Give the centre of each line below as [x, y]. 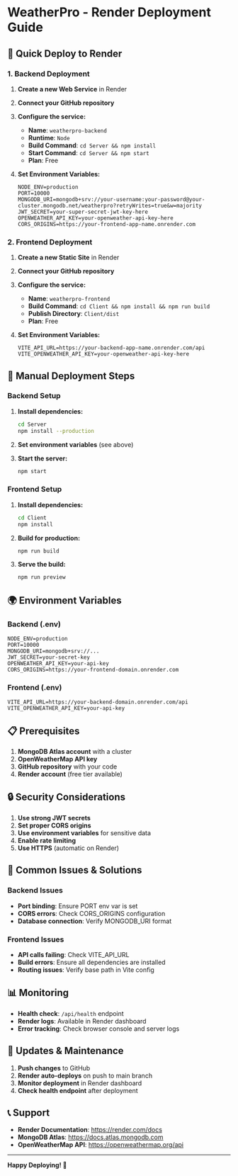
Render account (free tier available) [70, 774]
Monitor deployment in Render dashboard [80, 1083]
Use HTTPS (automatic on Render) [68, 848]
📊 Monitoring [38, 993]
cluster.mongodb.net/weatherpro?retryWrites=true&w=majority [110, 205]
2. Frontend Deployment [50, 242]
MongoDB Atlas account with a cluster [75, 752]
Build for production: [49, 538]
